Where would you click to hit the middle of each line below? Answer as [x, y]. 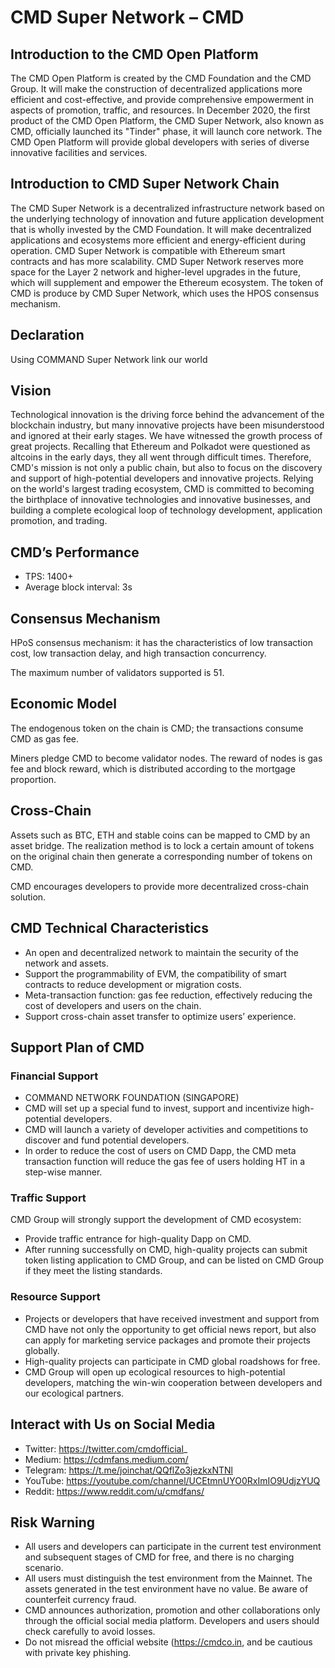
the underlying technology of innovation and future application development [167, 218]
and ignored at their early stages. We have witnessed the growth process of [166, 436]
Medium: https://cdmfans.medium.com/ [106, 1459]
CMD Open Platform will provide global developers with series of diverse [160, 142]
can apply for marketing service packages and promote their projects [167, 1340]
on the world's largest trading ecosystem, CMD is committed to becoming [162, 489]
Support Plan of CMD [77, 1047]
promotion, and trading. [59, 521]
